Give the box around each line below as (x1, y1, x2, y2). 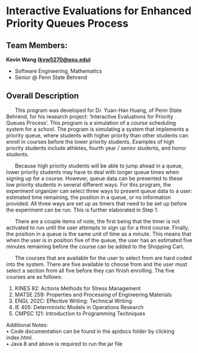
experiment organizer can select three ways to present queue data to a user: (6, 187, 193, 194)
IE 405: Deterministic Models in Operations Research (14, 303, 144, 310)
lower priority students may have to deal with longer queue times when (6, 168, 179, 175)
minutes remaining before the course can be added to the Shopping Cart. (6, 243, 185, 250)
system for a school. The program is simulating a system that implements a (6, 126, 189, 133)
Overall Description (6, 91, 79, 101)
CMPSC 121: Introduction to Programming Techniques (14, 310, 146, 317)
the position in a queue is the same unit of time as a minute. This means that (6, 230, 191, 238)
